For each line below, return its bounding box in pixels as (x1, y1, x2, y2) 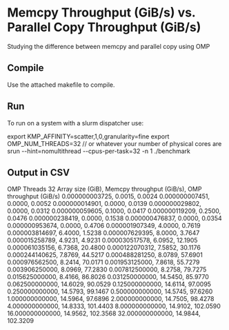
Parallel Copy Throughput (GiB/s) (7, 19, 201, 35)
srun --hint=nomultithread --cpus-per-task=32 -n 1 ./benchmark (7, 147, 191, 155)
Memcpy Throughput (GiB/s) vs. (7, 5, 196, 21)
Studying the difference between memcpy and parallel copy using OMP (7, 42, 210, 50)
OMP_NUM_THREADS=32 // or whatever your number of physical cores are (7, 139, 222, 147)
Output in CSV (7, 167, 70, 178)
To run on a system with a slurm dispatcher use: (7, 118, 143, 127)
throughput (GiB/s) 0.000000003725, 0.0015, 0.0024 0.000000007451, (7, 192, 210, 200)
